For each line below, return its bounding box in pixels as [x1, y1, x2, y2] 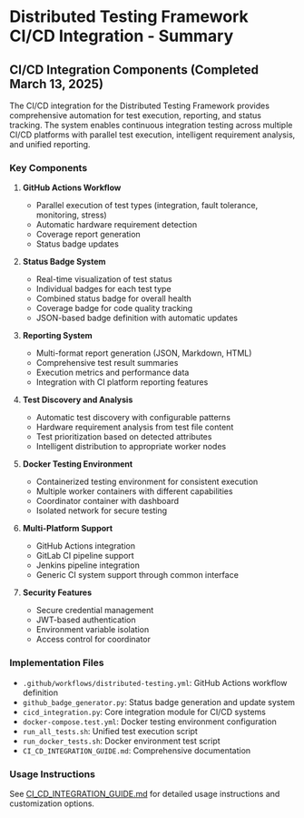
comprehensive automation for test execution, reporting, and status [9, 110, 261, 120]
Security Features [22, 587, 93, 598]
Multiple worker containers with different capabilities [35, 486, 233, 497]
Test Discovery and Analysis [22, 394, 133, 406]
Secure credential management [35, 605, 154, 616]
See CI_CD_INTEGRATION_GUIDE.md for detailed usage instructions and [9, 788, 280, 799]
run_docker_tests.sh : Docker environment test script [22, 735, 221, 746]
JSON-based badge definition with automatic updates [35, 312, 239, 324]
